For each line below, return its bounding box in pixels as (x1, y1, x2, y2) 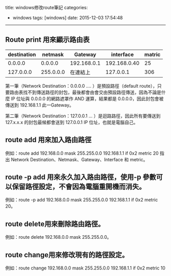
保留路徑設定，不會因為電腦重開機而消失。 (12, 183, 146, 191)
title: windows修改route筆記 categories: (5, 5, 88, 10)
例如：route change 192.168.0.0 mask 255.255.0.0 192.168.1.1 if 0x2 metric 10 (5, 265, 165, 271)
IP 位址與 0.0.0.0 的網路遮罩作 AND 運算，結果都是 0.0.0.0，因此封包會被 (11, 95, 164, 102)
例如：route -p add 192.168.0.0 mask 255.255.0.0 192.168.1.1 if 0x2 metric (5, 197, 158, 203)
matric (144, 51, 161, 58)
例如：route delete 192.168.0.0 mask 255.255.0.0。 (5, 234, 112, 240)
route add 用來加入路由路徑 (5, 136, 92, 144)
